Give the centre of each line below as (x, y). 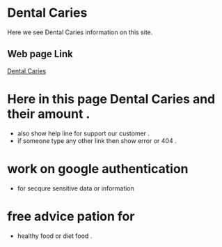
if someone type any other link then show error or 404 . (97, 140)
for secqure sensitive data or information (76, 188)
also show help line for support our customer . (84, 133)
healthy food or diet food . (55, 236)
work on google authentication (98, 169)
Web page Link (40, 54)
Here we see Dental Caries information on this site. (80, 32)
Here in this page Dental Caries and (111, 99)
